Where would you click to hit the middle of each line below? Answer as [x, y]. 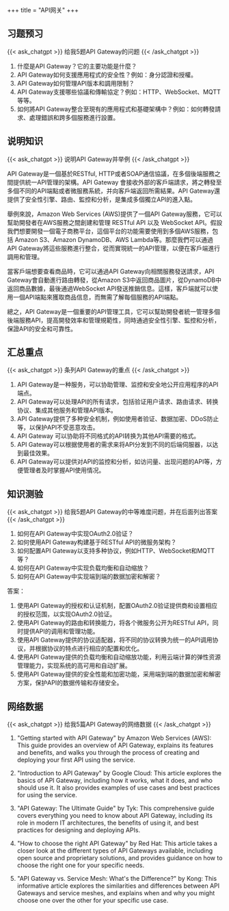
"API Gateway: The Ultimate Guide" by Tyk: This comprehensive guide [116, 808]
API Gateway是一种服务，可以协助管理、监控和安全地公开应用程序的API [118, 385]
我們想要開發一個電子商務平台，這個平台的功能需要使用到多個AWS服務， [110, 231]
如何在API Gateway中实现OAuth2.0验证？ [75, 534]
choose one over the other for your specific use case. [93, 901]
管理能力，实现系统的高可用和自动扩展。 [74, 666]
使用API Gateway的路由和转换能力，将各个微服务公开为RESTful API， [115, 623]
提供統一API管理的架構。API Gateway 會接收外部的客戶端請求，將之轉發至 [117, 182]
